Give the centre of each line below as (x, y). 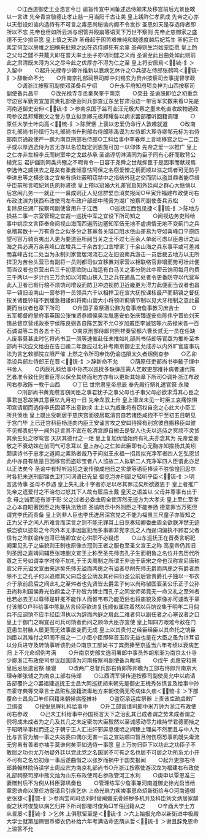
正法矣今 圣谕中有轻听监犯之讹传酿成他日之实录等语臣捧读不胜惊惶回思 (101, 469)
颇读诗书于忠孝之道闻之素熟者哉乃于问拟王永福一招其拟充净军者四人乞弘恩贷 (103, 453)
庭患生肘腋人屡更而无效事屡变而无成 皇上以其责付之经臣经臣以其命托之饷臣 (101, 630)
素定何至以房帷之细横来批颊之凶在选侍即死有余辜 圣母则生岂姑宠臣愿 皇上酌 (102, 47)
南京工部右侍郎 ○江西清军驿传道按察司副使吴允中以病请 (120, 676)
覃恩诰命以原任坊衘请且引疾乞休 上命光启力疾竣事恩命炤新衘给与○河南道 (98, 790)
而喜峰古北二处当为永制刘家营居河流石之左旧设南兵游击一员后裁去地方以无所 (103, 254)
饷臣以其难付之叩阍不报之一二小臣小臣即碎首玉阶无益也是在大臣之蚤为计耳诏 (103, 637)
